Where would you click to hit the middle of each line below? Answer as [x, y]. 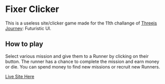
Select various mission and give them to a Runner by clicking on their [77, 56]
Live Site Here [20, 76]
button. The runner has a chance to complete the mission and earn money [82, 61]
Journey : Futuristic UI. [28, 28]
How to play [24, 44]
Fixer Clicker [32, 9]
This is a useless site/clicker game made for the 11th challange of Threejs [81, 23]
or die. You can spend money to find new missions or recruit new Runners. [83, 66]
